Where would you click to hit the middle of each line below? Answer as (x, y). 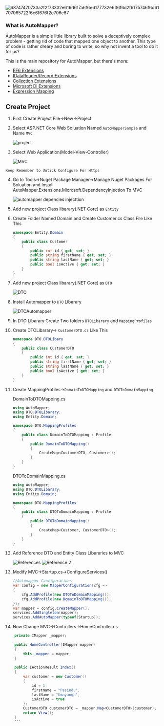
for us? (13, 52)
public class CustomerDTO (48, 348)
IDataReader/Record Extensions (45, 76)
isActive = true (48, 699)
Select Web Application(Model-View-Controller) (61, 152)
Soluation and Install (33, 185)
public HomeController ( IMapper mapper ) (55, 645)
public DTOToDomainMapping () (60, 521)
